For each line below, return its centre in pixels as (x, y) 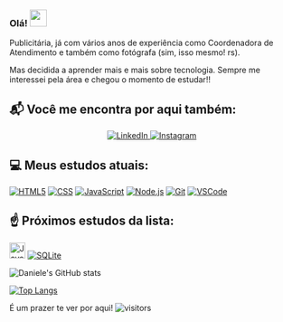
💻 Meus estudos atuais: (79, 165)
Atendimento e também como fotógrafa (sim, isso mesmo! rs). (125, 52)
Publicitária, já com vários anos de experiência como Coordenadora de (141, 43)
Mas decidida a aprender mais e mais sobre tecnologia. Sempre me (135, 70)
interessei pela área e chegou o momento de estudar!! (110, 80)
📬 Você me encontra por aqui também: (123, 109)
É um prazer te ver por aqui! (61, 308)
